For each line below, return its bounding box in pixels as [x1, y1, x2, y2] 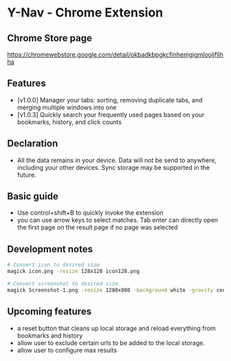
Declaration [7, 138, 58, 149]
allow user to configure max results [16, 346, 118, 354]
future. [16, 171, 36, 179]
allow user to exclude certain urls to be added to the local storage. [16, 338, 205, 347]
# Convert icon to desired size [7, 261, 100, 269]
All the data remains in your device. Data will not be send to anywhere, [16, 156, 217, 164]
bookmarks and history [16, 331, 83, 340]
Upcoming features [7, 306, 91, 318]
